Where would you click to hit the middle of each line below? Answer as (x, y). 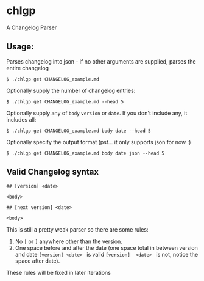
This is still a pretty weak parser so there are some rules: (77, 229)
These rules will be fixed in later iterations (59, 272)
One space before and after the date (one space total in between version (106, 247)
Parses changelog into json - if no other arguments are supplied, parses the (101, 61)
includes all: (21, 119)
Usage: (20, 47)
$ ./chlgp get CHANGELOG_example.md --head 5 (65, 101)
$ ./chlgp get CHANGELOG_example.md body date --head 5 (79, 131)
